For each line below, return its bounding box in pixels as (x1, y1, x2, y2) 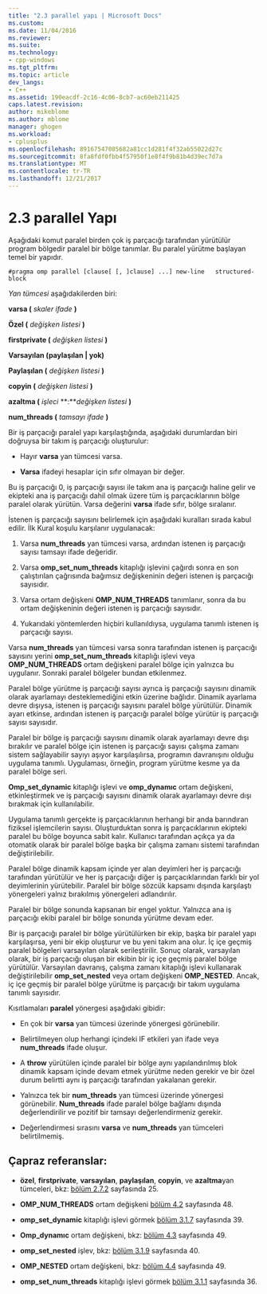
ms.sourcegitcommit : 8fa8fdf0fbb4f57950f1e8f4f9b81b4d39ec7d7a (8, 152, 223, 160)
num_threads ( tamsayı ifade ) (8, 412, 109, 422)
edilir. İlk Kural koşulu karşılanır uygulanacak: (8, 523, 155, 532)
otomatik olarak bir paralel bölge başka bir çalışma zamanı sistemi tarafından (8, 840, 260, 849)
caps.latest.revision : (8, 100, 84, 108)
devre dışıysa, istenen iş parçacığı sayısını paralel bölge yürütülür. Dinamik (8, 700, 253, 710)
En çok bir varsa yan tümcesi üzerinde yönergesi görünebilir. (19, 1018, 221, 1028)
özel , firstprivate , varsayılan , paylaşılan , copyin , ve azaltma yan (19, 1175, 234, 1185)
